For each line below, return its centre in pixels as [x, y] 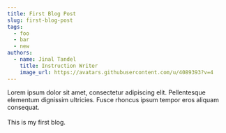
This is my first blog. [37, 122]
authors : [20, 53]
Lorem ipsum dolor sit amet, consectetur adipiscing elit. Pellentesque [106, 92]
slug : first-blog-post [40, 20]
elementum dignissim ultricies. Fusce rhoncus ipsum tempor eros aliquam [113, 99]
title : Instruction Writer [59, 66]
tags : [15, 27]
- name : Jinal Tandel [45, 59]
